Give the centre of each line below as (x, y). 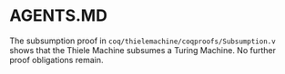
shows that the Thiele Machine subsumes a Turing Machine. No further (142, 50)
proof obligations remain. (56, 60)
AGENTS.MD (58, 16)
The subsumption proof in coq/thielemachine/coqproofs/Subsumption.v (142, 41)
